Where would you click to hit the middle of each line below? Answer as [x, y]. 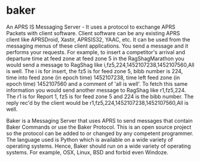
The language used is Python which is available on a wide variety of [90, 139]
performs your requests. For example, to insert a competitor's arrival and [96, 52]
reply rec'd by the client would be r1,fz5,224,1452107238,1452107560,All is [98, 102]
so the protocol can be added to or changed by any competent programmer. [100, 133]
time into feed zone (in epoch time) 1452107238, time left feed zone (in [93, 77]
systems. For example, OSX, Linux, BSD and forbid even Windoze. [87, 152]
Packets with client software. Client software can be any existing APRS [93, 33]
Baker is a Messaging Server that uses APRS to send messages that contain [99, 120]
